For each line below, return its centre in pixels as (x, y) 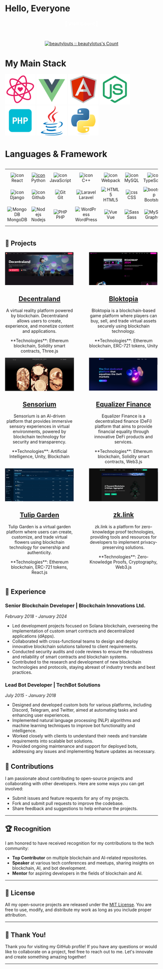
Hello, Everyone (38, 9)
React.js (39, 573)
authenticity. (39, 553)
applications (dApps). (33, 636)
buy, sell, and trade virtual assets (123, 321)
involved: (14, 789)
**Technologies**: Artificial (40, 451)
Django (17, 197)
